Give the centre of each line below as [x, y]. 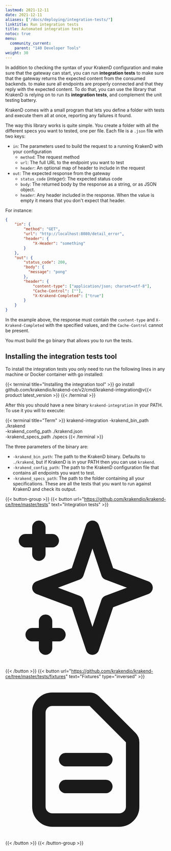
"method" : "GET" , [42, 229]
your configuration [32, 151]
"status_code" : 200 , [45, 262]
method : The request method [50, 157]
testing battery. [21, 100]
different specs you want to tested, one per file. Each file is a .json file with [84, 130]
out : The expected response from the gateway [62, 173]
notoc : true [18, 34]
